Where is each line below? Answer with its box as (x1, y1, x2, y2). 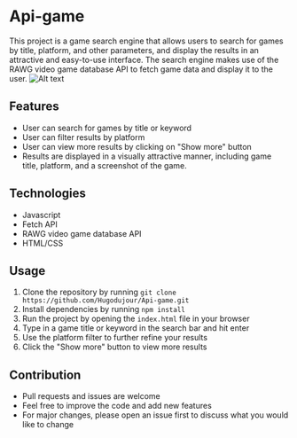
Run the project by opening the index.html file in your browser (21, 313, 250, 325)
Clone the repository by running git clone (21, 286, 177, 298)
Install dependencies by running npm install (21, 304, 186, 315)
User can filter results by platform (21, 131, 145, 143)
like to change (21, 419, 74, 430)
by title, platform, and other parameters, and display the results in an (9, 44, 260, 55)
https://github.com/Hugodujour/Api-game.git (21, 296, 190, 305)
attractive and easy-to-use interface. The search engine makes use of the (9, 54, 279, 65)
